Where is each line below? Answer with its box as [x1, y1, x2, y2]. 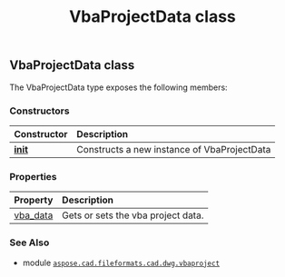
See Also [9, 236, 50, 249]
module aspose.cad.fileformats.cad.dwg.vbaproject [22, 257, 221, 268]
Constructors [9, 104, 70, 117]
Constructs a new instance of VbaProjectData [76, 143, 271, 155]
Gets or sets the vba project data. [62, 209, 204, 222]
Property [14, 193, 54, 206]
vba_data [14, 209, 54, 222]
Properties [9, 170, 57, 183]
